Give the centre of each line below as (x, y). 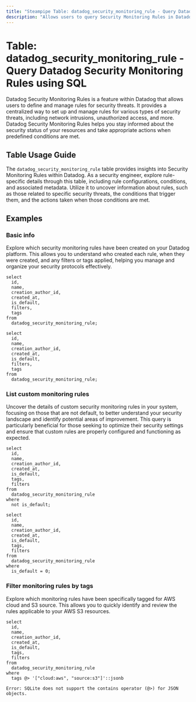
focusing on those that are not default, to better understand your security (94, 413)
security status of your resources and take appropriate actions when (88, 130)
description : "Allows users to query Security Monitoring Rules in (90, 17)
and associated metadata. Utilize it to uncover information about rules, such (97, 188)
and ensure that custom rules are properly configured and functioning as (94, 432)
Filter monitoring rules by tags (50, 586)
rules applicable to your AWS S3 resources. (58, 611)
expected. (18, 438)
